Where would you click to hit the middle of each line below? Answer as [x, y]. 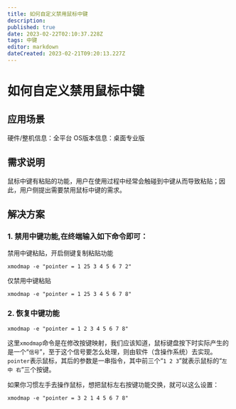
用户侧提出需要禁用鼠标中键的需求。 [73, 190]
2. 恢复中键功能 [34, 314]
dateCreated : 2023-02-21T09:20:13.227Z [66, 54]
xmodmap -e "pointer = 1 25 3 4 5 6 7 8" [70, 294]
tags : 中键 [22, 41]
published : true [31, 27]
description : [27, 21]
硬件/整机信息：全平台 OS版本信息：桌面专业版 [76, 138]
